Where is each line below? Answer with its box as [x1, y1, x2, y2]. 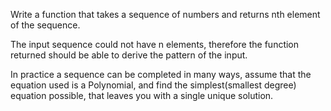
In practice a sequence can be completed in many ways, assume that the [10, 69, 312, 80]
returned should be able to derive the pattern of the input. [10, 49, 248, 61]
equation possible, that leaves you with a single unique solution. [10, 90, 274, 101]
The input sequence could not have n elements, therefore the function [10, 39, 300, 50]
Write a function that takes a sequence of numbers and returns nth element [10, 9, 321, 20]
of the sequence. [10, 19, 81, 31]
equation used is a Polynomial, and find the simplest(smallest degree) [10, 79, 297, 91]
